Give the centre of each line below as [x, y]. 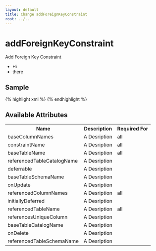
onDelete [18, 233]
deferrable [20, 168]
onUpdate [19, 185]
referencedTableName [34, 209]
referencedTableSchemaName [43, 241]
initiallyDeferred [26, 201]
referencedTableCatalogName [43, 161]
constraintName [26, 145]
